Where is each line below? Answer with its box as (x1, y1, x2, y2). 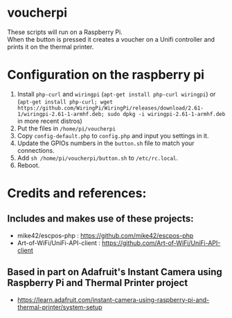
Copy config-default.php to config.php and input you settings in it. (17, 131, 209, 140)
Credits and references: (7, 185, 147, 201)
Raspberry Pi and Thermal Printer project (7, 277, 188, 289)
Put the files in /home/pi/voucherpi (17, 124, 116, 133)
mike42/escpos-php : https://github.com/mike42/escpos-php (17, 231, 194, 240)
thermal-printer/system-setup (17, 303, 102, 311)
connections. (17, 146, 55, 154)
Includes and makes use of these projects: (7, 213, 194, 225)
